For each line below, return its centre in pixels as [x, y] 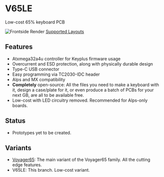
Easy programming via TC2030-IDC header [56, 74]
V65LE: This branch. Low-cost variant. [51, 170]
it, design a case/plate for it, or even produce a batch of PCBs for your [83, 90]
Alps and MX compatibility [39, 79]
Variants [18, 148]
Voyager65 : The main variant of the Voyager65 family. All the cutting [81, 160]
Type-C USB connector [36, 69]
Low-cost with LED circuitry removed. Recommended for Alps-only [80, 100]
